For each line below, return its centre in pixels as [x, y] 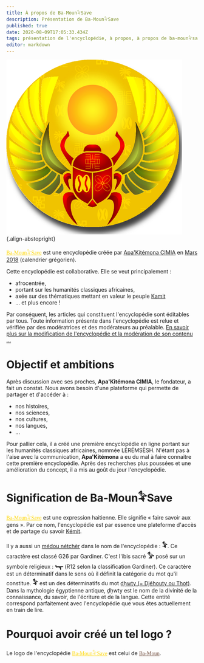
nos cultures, [32, 419]
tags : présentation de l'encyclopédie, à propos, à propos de [87, 39]
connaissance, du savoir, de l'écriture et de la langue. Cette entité [88, 597]
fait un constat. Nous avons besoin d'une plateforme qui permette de [93, 388]
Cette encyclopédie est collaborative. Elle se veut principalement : [89, 271]
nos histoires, [32, 406]
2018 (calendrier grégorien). [42, 259]
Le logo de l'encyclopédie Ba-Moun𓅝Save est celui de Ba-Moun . [84, 653]
